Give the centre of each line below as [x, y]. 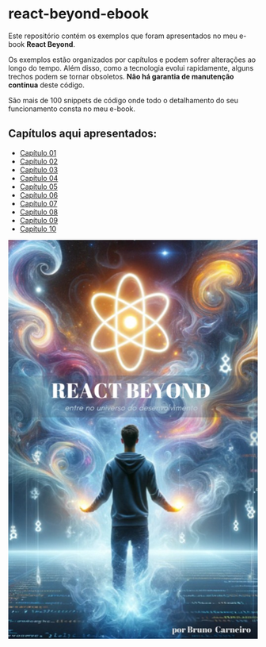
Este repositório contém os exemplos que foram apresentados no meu [123, 36]
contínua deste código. [47, 85]
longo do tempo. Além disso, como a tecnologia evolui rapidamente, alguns [131, 67]
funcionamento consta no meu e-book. [72, 109]
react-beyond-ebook [78, 14]
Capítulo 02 [38, 161]
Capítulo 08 [38, 212]
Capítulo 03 [38, 169]
